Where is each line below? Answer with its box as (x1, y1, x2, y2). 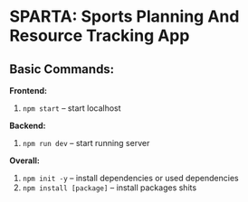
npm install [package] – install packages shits (22, 182, 197, 193)
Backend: (9, 120, 46, 131)
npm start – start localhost (22, 103, 121, 114)
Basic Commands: (9, 61, 115, 77)
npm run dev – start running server (22, 138, 150, 148)
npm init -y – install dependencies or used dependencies (22, 173, 239, 183)
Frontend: (9, 86, 48, 96)
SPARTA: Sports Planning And (9, 6, 240, 27)
